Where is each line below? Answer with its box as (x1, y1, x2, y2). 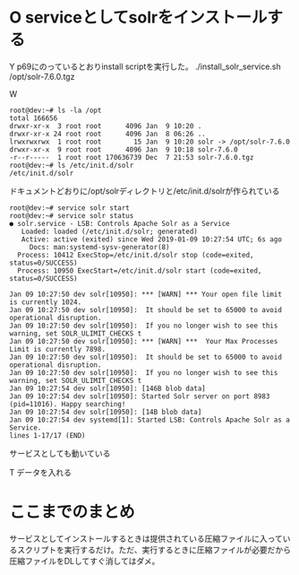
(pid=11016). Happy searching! (9, 399, 126, 408)
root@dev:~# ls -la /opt (9, 106, 102, 115)
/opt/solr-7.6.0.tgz (9, 71, 75, 82)
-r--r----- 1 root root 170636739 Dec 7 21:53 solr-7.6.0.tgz (9, 152, 254, 161)
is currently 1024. (9, 297, 82, 307)
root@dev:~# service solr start (9, 203, 130, 213)
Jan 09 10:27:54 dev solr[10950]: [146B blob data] (9, 384, 206, 393)
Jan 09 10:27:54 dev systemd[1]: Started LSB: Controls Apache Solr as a (9, 415, 291, 424)
